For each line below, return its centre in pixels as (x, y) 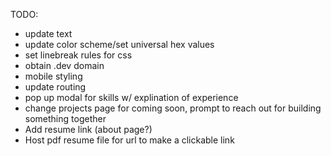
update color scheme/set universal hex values (119, 44)
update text (48, 33)
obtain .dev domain (64, 65)
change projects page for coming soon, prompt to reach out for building (173, 108)
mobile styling (53, 76)
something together (65, 118)
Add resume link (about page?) (88, 129)
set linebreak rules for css (78, 55)
